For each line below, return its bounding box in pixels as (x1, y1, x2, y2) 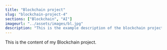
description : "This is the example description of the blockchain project (5, 26, 164, 31)
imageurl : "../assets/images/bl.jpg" (5, 21, 83, 26)
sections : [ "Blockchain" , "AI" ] (5, 16, 72, 21)
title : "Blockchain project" (5, 7, 66, 12)
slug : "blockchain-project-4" (5, 12, 68, 17)
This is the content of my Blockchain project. (5, 39, 97, 45)
